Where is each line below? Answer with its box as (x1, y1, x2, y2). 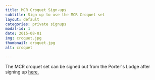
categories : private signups (5, 21, 67, 27)
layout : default (5, 17, 39, 22)
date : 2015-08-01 (5, 31, 42, 36)
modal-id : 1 (5, 26, 30, 31)
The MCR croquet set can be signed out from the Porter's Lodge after (5, 63, 150, 69)
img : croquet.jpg (5, 36, 42, 41)
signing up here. (5, 69, 39, 75)
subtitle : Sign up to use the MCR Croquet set (5, 12, 105, 17)
